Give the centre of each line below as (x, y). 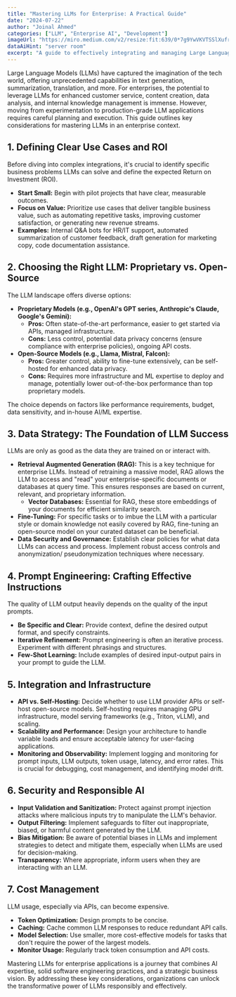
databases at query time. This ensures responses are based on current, (121, 487)
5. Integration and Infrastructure (79, 685)
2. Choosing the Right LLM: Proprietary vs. (102, 267)
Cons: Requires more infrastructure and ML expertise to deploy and (126, 376)
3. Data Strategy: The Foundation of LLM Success (118, 434)
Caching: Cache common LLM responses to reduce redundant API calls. (123, 927)
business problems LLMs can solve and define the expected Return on (110, 171)
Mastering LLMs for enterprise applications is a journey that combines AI (112, 963)
